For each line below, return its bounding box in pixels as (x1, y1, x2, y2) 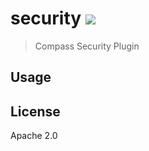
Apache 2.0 (10, 130, 58, 142)
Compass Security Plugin (34, 40, 140, 52)
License (10, 103, 61, 120)
